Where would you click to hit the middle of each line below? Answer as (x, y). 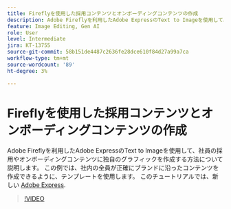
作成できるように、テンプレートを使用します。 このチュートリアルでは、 (110, 177)
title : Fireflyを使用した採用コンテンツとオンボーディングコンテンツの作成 (103, 13)
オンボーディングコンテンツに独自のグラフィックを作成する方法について (121, 159)
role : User (23, 33)
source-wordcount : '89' (41, 65)
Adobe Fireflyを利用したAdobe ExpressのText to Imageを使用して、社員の (112, 151)
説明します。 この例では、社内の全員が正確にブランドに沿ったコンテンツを (113, 168)
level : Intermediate (37, 39)
